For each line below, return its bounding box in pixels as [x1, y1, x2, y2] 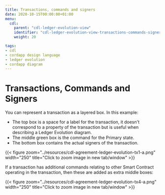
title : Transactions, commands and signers [5, 7, 96, 12]
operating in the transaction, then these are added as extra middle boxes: [5, 169, 154, 175]
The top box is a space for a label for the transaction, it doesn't [12, 119, 140, 125]
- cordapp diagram [5, 62, 43, 67]
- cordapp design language [5, 53, 60, 57]
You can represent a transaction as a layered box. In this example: [5, 110, 138, 115]
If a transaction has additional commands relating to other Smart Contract [5, 164, 154, 170]
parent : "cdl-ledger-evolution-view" [14, 26, 91, 30]
